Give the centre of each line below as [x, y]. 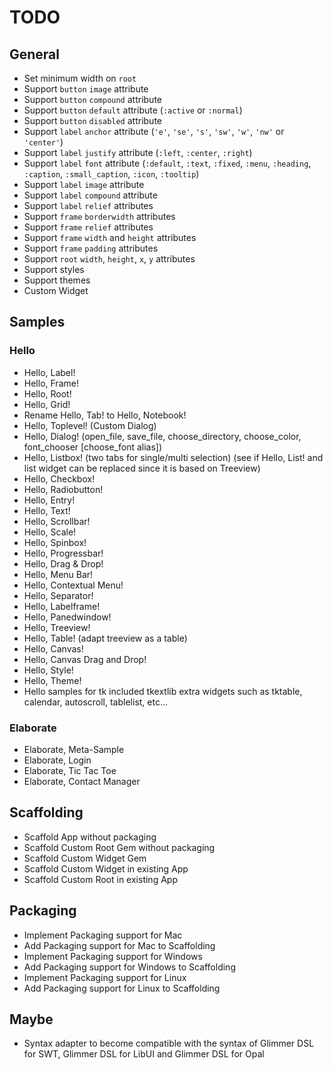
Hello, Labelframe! [62, 606]
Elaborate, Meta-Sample [74, 749]
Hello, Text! [47, 510]
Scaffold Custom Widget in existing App [106, 868]
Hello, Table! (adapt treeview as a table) [105, 638]
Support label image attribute [84, 184]
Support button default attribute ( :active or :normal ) [133, 110]
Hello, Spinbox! [55, 542]
